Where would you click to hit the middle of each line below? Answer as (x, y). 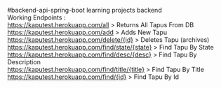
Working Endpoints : (36, 17)
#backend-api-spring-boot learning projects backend (85, 10)
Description (24, 62)
